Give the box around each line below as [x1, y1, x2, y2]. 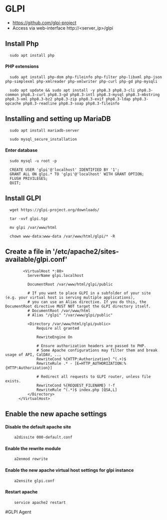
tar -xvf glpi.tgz [9, 216, 48, 221]
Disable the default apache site [5, 424, 71, 430]
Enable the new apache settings [5, 409, 107, 418]
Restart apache [5, 489, 38, 495]
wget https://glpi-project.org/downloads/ [9, 207, 99, 213]
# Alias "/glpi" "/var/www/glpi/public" [27, 313, 113, 318]
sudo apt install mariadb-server [9, 128, 79, 133]
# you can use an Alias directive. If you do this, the [27, 299, 146, 304]
